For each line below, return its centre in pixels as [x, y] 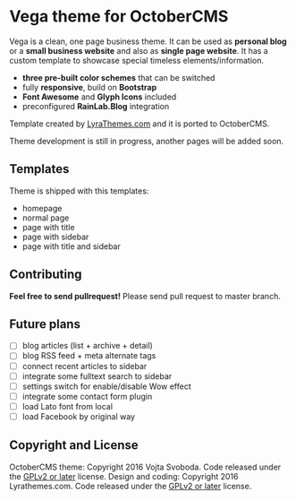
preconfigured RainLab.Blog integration [96, 106]
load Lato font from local [68, 406]
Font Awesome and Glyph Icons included [99, 97]
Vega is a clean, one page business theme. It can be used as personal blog [148, 41]
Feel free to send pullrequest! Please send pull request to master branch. [145, 296]
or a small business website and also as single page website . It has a [139, 50]
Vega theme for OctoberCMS [119, 17]
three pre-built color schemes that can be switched [118, 77]
